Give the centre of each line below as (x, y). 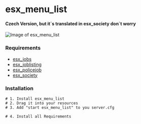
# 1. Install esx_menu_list (35, 99)
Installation (20, 88)
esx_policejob (27, 70)
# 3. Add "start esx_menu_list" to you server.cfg (60, 107)
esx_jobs (22, 59)
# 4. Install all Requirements (38, 116)
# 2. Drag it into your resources (42, 103)
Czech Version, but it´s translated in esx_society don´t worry (70, 23)
